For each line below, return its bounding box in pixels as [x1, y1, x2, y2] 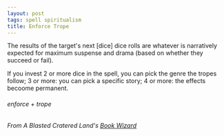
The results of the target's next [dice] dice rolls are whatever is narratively [7, 42, 218, 50]
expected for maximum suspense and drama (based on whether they [7, 49, 203, 57]
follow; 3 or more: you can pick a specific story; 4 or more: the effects [7, 77, 206, 85]
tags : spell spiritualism [7, 16, 81, 23]
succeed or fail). [7, 56, 54, 65]
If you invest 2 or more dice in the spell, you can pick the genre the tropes [7, 69, 217, 78]
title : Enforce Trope [7, 23, 70, 30]
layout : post [7, 10, 45, 17]
